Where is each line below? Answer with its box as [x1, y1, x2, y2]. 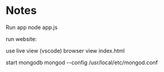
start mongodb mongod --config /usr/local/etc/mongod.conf [5, 59, 158, 66]
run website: [5, 35, 37, 42]
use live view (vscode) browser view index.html [5, 47, 125, 54]
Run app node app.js [5, 24, 58, 31]
